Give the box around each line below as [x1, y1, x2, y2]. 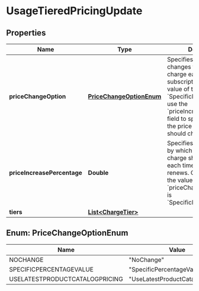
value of [166, 85, 190, 93]
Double [88, 169, 109, 177]
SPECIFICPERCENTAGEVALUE [9, 265, 94, 273]
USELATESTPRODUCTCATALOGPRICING [9, 274, 123, 283]
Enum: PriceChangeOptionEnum [6, 228, 129, 238]
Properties [6, 28, 46, 38]
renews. [166, 169, 190, 177]
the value [166, 176, 193, 184]
